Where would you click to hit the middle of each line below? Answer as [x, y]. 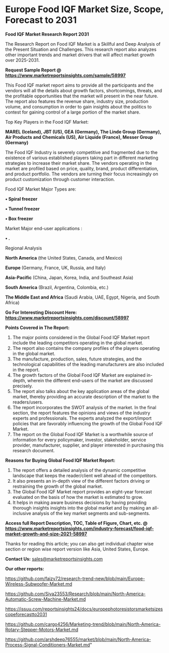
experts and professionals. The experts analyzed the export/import [82, 418]
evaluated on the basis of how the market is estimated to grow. [78, 497]
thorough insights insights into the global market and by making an [82, 507]
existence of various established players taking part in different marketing [82, 158]
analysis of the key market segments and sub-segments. [91, 513]
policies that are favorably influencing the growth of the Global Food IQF [88, 423]
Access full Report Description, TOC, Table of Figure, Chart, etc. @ [76, 523]
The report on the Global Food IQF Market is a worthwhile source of [83, 434]
